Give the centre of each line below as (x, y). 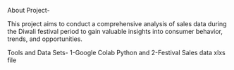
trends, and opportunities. (45, 39)
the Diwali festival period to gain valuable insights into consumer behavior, (115, 31)
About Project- (29, 10)
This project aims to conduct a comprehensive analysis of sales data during (117, 24)
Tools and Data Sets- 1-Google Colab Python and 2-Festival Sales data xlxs (116, 53)
